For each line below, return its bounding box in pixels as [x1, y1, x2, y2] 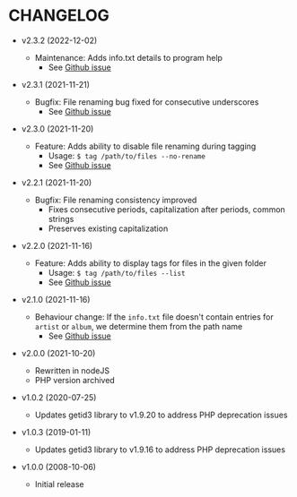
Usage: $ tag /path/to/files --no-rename [48, 150, 205, 161]
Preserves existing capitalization [48, 223, 169, 234]
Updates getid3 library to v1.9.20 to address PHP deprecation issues [34, 409, 288, 420]
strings [48, 213, 74, 224]
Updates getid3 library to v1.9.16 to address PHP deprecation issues [34, 444, 286, 455]
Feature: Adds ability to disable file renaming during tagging [34, 141, 257, 151]
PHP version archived [34, 374, 116, 385]
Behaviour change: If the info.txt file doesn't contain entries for [34, 311, 275, 322]
